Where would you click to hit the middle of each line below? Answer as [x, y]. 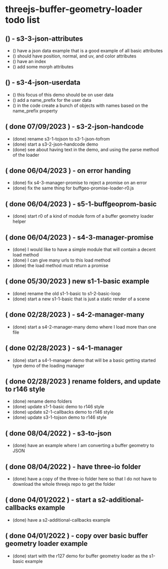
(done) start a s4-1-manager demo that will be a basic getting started [84, 360]
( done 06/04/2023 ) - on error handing [68, 171]
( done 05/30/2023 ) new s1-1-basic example [77, 281]
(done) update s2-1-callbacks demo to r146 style [63, 412]
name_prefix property [35, 111]
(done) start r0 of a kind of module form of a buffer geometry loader [83, 216]
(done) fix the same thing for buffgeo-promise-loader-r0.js [73, 188]
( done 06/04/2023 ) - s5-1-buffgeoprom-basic [81, 204]
